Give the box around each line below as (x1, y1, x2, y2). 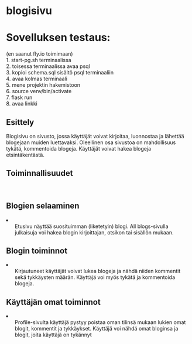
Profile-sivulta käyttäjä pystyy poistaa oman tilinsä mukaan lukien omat (14, 319, 186, 326)
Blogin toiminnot (6, 246, 68, 256)
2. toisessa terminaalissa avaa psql (6, 63, 91, 70)
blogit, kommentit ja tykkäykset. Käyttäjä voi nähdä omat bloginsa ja (14, 325, 179, 332)
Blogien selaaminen (6, 201, 80, 211)
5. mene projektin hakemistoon (6, 81, 81, 88)
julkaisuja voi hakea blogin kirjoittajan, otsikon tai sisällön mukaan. (14, 229, 174, 236)
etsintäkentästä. (6, 151, 45, 158)
